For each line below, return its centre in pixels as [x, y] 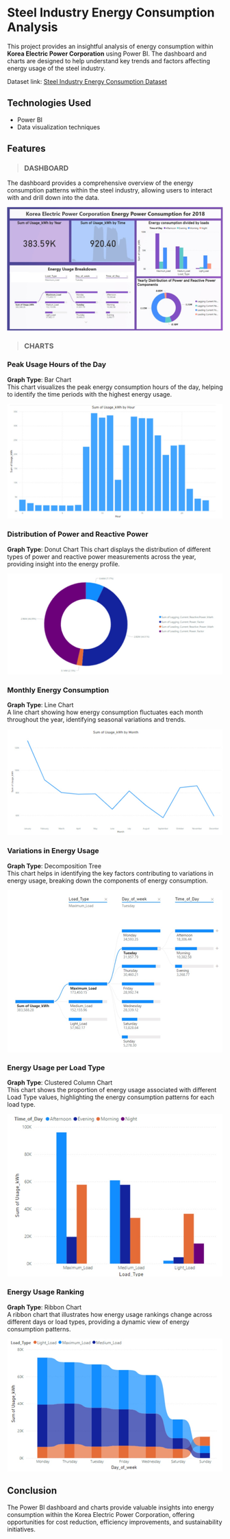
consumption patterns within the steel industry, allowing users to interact [110, 190]
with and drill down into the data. [53, 198]
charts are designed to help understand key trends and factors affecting [108, 60]
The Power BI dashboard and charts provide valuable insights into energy [111, 1507]
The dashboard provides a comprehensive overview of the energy [100, 183]
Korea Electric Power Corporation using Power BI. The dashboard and [107, 54]
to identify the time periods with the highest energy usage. [90, 394]
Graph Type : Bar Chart [39, 379]
